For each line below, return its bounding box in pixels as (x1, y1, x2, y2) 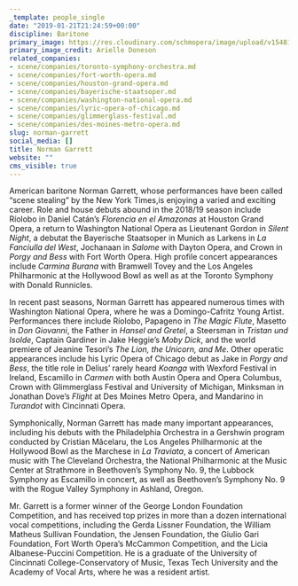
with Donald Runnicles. (9, 280, 93, 291)
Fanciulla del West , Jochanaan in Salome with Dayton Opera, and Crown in (9, 242, 284, 253)
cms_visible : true (9, 161, 77, 170)
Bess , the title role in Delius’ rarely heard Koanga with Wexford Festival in (9, 363, 277, 373)
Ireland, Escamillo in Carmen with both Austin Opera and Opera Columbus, (9, 372, 282, 383)
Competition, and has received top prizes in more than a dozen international (9, 511, 286, 521)
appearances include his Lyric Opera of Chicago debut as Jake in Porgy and (9, 354, 288, 364)
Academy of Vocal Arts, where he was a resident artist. (9, 566, 211, 577)
